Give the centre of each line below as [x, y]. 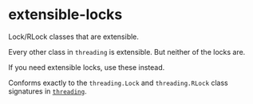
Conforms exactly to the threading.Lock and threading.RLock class [119, 83]
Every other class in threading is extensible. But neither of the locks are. [127, 52]
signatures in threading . [47, 91]
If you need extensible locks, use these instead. [87, 67]
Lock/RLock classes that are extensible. [74, 37]
